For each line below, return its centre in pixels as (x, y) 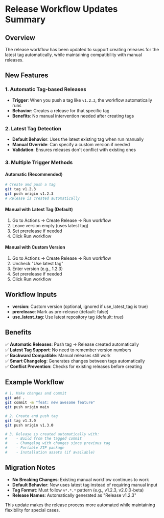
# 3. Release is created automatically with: (52, 434)
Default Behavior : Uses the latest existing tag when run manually (78, 139)
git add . (15, 398)
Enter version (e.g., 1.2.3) (37, 269)
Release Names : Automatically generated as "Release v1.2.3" (74, 495)
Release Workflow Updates (61, 9)
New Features (27, 76)
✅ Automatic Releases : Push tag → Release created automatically (72, 344)
